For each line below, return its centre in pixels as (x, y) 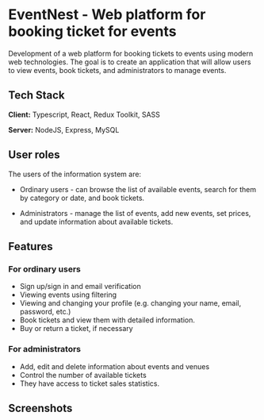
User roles (34, 155)
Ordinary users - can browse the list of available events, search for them (138, 189)
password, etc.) (45, 312)
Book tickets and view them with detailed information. (107, 320)
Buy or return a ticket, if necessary (76, 329)
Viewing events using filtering (68, 295)
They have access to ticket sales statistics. (90, 383)
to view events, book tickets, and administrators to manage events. (117, 70)
